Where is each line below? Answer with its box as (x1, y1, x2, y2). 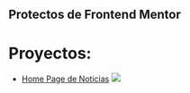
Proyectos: (8, 43, 92, 63)
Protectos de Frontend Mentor (8, 7, 181, 22)
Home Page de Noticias (21, 73, 110, 84)
